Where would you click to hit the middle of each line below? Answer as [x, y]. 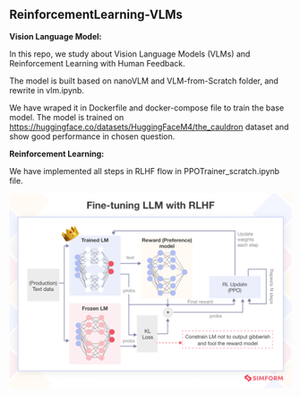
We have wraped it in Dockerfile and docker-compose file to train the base [147, 108]
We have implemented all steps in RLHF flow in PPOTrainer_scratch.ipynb [145, 171]
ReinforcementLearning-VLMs [96, 15]
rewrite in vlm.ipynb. [47, 90]
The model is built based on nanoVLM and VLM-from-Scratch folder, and [144, 81]
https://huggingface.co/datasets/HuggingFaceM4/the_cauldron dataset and [149, 127]
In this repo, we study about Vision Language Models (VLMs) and [130, 54]
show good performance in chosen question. [92, 136]
